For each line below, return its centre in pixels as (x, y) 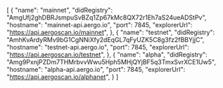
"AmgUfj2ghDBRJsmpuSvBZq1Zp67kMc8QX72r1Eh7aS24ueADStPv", (107, 17)
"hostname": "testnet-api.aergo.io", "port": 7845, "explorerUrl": (98, 47)
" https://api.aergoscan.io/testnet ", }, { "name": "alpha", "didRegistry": (107, 54)
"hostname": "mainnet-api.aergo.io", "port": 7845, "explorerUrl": (100, 25)
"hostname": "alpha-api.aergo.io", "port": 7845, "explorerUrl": (96, 69)
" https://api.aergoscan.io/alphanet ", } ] (63, 77)
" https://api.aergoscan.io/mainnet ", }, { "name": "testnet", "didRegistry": (111, 32)
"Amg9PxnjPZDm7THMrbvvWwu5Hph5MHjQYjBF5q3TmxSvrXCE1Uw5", (111, 62)
